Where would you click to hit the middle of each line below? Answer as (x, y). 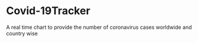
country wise (22, 33)
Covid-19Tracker (48, 11)
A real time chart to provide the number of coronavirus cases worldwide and (99, 27)
